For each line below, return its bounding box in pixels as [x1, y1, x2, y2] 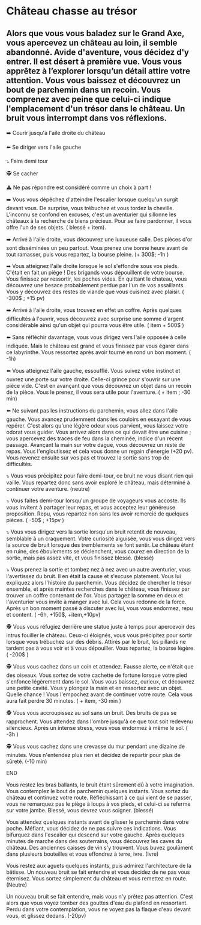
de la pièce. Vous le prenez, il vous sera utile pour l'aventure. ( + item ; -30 [6, 388, 191, 396]
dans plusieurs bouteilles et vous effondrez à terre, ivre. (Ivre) [6, 850, 159, 858]
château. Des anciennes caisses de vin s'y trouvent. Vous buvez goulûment [6, 844, 193, 851]
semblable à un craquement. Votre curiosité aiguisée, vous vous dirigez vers [6, 535, 196, 542]
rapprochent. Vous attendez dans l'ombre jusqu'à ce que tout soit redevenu [6, 718, 193, 725]
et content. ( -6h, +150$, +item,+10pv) [6, 611, 101, 618]
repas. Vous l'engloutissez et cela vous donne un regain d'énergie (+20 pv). [6, 447, 194, 455]
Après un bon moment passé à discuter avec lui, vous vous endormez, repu [6, 605, 193, 612]
